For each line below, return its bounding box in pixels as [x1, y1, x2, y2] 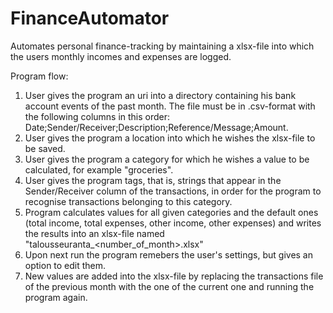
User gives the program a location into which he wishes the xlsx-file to [24, 132, 316, 144]
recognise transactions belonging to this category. [24, 195, 233, 207]
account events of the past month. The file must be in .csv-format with [24, 100, 316, 112]
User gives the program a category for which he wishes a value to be [24, 153, 310, 165]
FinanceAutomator [10, 7, 170, 30]
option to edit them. [24, 259, 107, 271]
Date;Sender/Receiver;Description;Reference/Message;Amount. [24, 121, 289, 133]
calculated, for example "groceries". [24, 163, 174, 176]
